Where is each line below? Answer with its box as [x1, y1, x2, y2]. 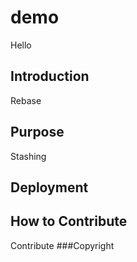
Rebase [10, 94, 42, 106]
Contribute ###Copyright [10, 239, 115, 251]
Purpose [10, 124, 65, 141]
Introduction [10, 68, 90, 85]
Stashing [10, 150, 47, 162]
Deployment [10, 179, 89, 196]
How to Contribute [10, 213, 128, 230]
